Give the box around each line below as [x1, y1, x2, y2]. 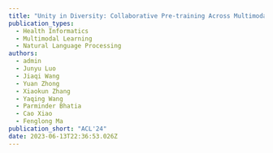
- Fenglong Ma [15, 117, 63, 125]
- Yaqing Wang [15, 95, 63, 103]
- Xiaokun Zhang [15, 87, 71, 96]
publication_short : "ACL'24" [8, 125, 107, 133]
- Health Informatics [15, 27, 89, 35]
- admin [15, 57, 42, 66]
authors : [8, 49, 38, 57]
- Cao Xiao [15, 110, 53, 118]
